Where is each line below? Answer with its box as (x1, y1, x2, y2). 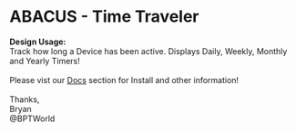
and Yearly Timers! (9, 55, 80, 66)
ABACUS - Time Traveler (9, 6, 199, 27)
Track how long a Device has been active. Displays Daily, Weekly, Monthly (9, 45, 288, 56)
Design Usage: (9, 36, 66, 47)
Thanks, (9, 93, 40, 105)
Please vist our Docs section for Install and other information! (9, 74, 240, 85)
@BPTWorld (9, 113, 56, 124)
